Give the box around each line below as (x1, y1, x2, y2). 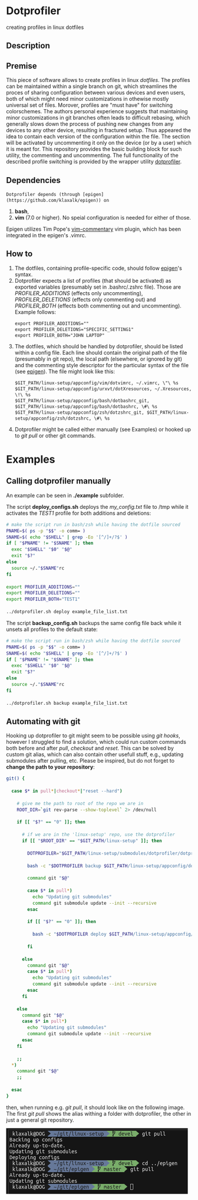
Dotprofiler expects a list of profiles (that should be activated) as (14, 277, 171, 284)
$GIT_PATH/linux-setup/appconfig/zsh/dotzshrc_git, (14, 409, 144, 416)
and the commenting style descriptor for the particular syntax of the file (14, 361, 189, 368)
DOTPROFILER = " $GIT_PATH (27, 850, 85, 856)
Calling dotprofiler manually (6, 476, 111, 486)
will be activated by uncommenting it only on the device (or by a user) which (6, 139, 192, 146)
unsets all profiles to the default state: (6, 626, 98, 633)
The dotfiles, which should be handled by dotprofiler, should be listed (14, 342, 183, 349)
